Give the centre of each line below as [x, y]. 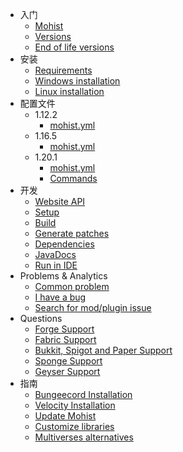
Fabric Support [65, 339]
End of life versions [74, 47]
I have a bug [60, 297]
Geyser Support [67, 371]
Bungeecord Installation [83, 394]
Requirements [63, 70]
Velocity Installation [75, 405]
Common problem [72, 286]
